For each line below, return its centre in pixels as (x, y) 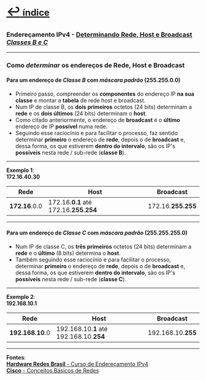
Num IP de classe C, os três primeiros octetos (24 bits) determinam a (103, 246)
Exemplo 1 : (21, 170)
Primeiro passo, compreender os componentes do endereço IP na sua (105, 94)
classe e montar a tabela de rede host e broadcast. (80, 100)
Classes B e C (27, 42)
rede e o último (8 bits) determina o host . (68, 253)
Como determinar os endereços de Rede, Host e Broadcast (96, 66)
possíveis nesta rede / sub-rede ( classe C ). (71, 279)
